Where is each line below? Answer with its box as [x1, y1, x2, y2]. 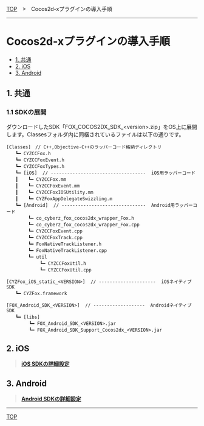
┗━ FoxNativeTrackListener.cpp [28, 247, 107, 254]
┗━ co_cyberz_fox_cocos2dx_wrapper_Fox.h [28, 215, 135, 221]
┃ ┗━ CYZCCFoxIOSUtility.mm [15, 189, 93, 195]
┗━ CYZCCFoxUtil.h [39, 260, 86, 267]
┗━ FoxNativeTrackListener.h [28, 241, 102, 247]
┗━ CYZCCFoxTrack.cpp [28, 234, 83, 240]
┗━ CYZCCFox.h [15, 150, 51, 156]
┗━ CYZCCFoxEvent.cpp [28, 228, 83, 234]
